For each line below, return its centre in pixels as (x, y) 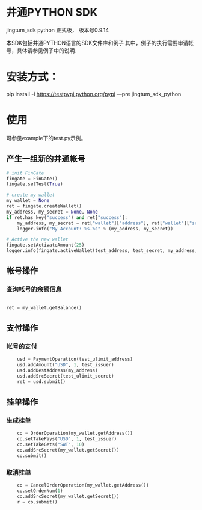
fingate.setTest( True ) (35, 184)
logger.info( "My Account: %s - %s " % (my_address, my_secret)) (95, 229)
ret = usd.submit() (41, 382)
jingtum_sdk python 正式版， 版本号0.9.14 (58, 30)
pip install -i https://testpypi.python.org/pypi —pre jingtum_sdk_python (94, 94)
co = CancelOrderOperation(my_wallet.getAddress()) (83, 485)
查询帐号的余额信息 (34, 289)
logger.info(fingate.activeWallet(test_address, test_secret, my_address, (102, 251)
